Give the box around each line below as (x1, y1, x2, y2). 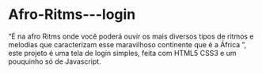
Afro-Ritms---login (8, 6, 136, 24)
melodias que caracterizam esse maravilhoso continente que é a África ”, (8, 39, 247, 49)
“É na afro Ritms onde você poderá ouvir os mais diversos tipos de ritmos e (8, 31, 255, 41)
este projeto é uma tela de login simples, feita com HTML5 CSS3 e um (8, 48, 237, 57)
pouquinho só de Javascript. (8, 57, 101, 66)
